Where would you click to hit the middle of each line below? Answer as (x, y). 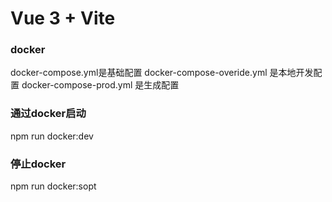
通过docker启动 (48, 114)
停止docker (38, 164)
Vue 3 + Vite (63, 18)
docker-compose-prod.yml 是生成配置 (100, 85)
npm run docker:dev (52, 136)
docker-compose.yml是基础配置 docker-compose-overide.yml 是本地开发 (162, 73)
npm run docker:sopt (53, 186)
